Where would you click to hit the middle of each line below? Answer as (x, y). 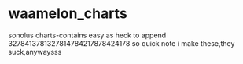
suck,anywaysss (35, 52)
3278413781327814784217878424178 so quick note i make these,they (121, 43)
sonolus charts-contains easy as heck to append (87, 35)
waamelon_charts (68, 14)
